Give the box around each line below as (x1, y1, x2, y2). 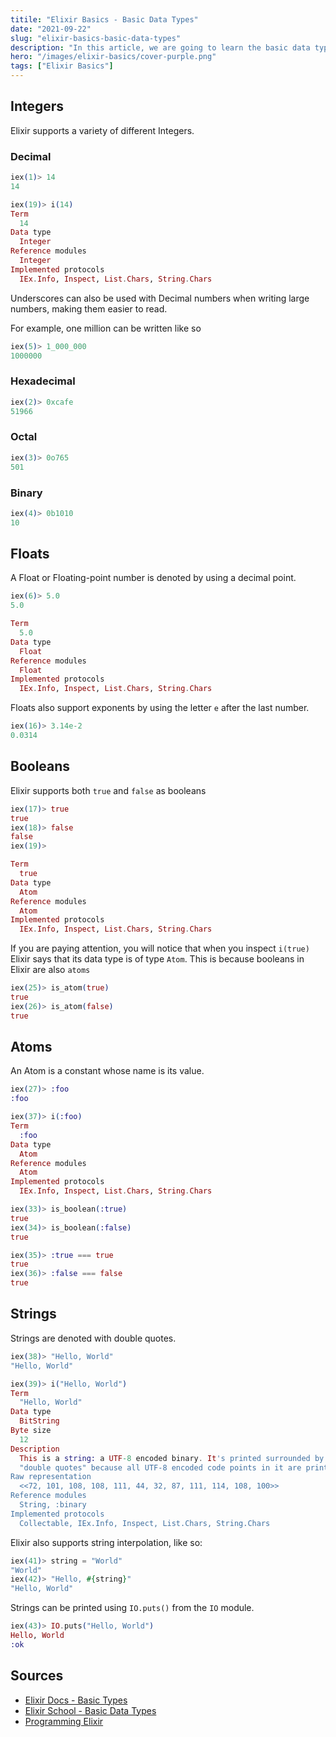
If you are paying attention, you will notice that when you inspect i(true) (10, 942, 310, 955)
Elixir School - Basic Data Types (24, 1704, 157, 1716)
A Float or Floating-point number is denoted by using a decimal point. (10, 572, 297, 584)
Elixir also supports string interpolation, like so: (10, 1536, 203, 1548)
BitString (19, 1416, 60, 1426)
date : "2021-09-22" (10, 24, 92, 34)
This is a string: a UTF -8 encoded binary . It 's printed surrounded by (19, 1453, 325, 1463)
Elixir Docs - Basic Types (24, 1694, 128, 1706)
